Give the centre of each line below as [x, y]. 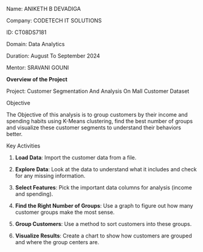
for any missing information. [50, 176]
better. [15, 134]
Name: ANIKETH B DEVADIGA [43, 9]
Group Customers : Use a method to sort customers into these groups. [103, 224]
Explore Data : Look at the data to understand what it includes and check [106, 169]
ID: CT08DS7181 [26, 32]
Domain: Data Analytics [36, 44]
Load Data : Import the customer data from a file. [76, 158]
